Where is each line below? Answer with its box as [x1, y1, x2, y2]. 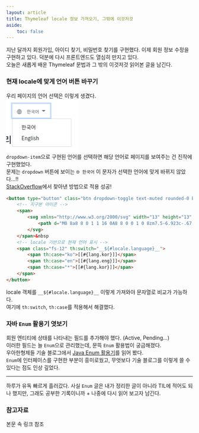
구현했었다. [6, 161, 32, 168]
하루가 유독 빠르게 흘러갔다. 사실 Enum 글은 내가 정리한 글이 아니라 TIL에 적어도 [6, 382, 187, 390]
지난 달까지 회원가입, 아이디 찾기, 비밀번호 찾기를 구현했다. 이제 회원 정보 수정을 [6, 46, 190, 54]
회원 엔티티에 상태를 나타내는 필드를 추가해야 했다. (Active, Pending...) [6, 334, 170, 341]
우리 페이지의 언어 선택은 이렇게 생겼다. [6, 92, 97, 99]
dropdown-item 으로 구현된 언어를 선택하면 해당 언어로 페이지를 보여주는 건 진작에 [6, 153, 192, 160]
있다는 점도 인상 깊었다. [6, 364, 60, 371]
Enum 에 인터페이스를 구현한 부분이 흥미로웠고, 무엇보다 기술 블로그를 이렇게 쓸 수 [6, 357, 191, 364]
